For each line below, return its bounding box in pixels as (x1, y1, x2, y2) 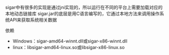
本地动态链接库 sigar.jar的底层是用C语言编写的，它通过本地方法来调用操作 (5, 10, 160, 16)
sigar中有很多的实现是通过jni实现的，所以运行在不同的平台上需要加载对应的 (5, 4, 163, 10)
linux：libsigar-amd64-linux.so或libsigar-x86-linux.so (12, 44, 125, 50)
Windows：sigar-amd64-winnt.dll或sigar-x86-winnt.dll (12, 38, 128, 44)
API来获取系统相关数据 (9, 17, 57, 22)
